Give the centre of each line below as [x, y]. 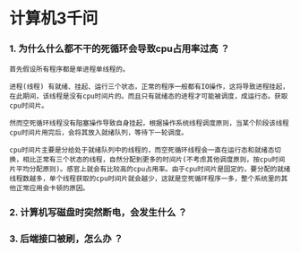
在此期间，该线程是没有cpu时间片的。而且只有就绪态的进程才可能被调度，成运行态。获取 [149, 96]
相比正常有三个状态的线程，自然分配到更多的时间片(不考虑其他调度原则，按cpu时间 [154, 160]
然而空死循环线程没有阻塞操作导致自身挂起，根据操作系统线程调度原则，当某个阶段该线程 [149, 123]
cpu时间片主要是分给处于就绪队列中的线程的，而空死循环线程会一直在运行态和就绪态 [142, 150]
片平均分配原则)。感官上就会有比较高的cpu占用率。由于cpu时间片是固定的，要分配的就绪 [150, 170]
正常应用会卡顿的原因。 [52, 188]
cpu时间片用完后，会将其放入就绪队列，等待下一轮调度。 [99, 133]
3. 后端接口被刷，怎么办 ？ [66, 239]
